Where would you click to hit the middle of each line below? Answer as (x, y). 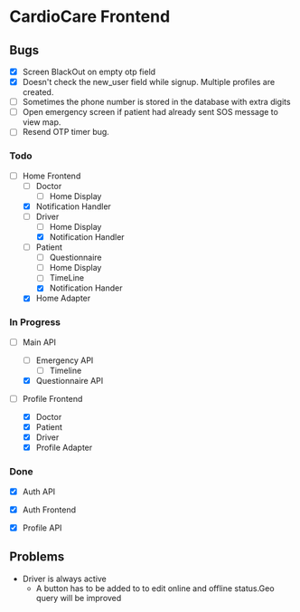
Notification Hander (86, 288)
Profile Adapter (64, 448)
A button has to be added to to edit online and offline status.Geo (155, 588)
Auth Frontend (49, 510)
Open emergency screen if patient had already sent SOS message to (150, 112)
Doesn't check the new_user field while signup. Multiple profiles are (149, 82)
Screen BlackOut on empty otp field (89, 72)
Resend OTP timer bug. (66, 132)
